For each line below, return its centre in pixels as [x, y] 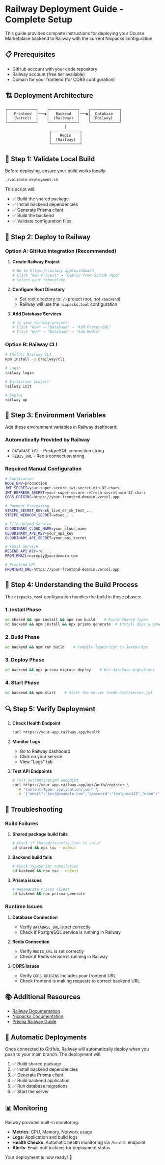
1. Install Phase [23, 609]
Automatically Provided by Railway [47, 440]
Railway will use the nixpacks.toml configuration [69, 304]
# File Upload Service [28, 524]
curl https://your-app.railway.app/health [56, 732]
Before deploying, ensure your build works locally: [56, 171]
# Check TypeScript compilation [45, 866]
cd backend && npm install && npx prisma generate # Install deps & [78, 624]
